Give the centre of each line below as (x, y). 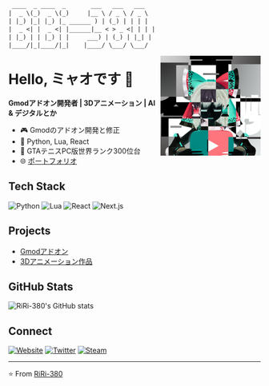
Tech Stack (37, 187)
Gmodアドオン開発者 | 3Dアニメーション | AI (82, 103)
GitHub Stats (41, 287)
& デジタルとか (33, 113)
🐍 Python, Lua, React (54, 141)
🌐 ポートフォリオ (48, 161)
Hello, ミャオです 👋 (71, 80)
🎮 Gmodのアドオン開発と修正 (70, 129)
